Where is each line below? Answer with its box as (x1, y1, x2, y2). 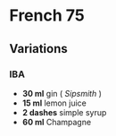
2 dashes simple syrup (21, 106, 107, 117)
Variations (9, 41, 69, 56)
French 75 (9, 5, 85, 26)
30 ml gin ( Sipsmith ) (21, 88, 103, 98)
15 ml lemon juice (21, 98, 87, 108)
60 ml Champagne (21, 116, 92, 127)
